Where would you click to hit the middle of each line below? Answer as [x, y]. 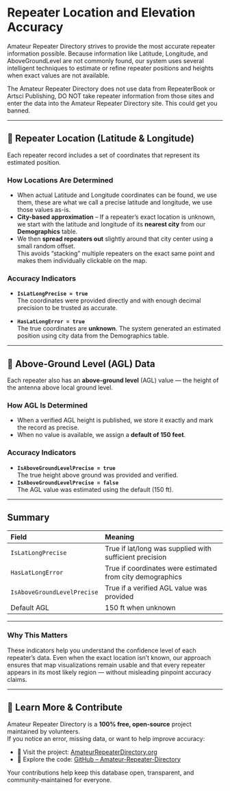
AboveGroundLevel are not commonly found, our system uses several [105, 60]
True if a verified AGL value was [156, 588]
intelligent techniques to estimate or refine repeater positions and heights [111, 68]
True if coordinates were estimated [161, 568]
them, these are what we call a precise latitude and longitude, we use [115, 202]
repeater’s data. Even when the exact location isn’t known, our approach [109, 657]
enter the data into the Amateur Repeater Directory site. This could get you [112, 103]
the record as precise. [48, 427]
